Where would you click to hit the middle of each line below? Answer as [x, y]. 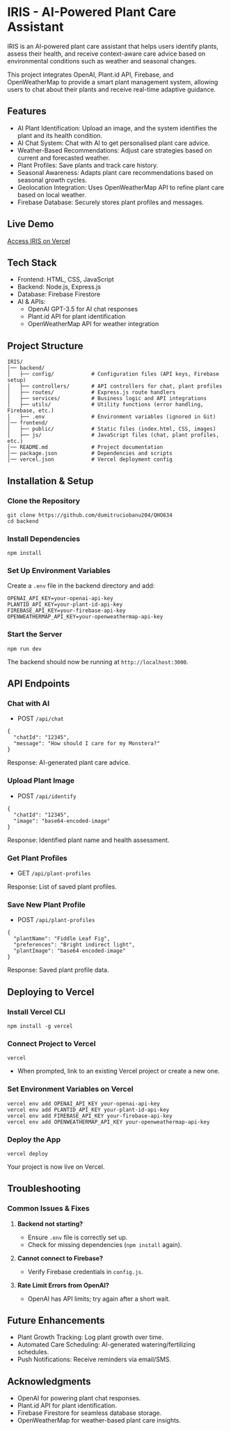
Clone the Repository [44, 500]
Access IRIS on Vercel [39, 240]
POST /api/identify [47, 796]
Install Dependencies [44, 539]
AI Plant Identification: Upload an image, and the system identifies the [117, 128]
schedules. [33, 1352]
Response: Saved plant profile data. [58, 970]
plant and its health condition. [60, 135]
